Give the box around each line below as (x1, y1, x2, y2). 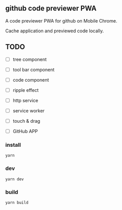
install (5, 141, 22, 148)
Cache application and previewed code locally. (5, 28, 104, 34)
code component (12, 77, 49, 83)
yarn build (5, 200, 29, 205)
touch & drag (12, 118, 40, 124)
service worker (12, 107, 45, 113)
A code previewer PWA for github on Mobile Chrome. (5, 17, 117, 24)
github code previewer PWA (5, 4, 97, 13)
